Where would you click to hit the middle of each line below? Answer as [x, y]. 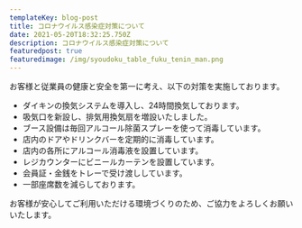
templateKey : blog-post [54, 18]
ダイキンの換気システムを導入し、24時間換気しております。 [133, 105]
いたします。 [33, 214]
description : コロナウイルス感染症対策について [89, 43]
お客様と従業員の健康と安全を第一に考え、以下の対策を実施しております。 [147, 86]
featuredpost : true [46, 51]
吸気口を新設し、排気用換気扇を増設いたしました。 [117, 117]
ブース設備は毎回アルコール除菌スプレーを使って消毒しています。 [144, 128]
